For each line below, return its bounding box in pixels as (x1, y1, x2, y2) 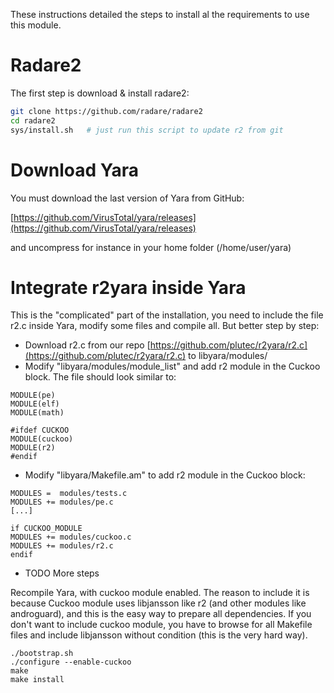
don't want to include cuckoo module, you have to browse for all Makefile (10, 619, 313, 631)
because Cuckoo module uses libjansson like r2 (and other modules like (10, 597, 307, 609)
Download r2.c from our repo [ (24, 339, 151, 351)
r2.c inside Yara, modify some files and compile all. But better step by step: (10, 320, 320, 332)
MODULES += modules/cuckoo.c (10, 532, 132, 543)
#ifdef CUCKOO (10, 425, 70, 436)
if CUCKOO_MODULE (10, 524, 83, 534)
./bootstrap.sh (10, 649, 74, 659)
